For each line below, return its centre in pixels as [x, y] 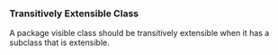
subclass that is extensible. [59, 42]
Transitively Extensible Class [74, 14]
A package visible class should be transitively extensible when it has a [139, 33]
